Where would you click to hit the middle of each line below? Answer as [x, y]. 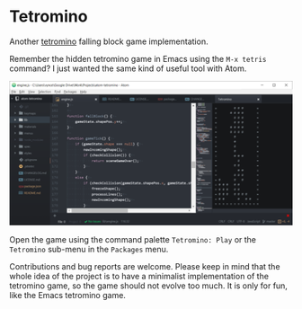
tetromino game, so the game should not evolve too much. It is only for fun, [148, 286]
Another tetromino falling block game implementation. [109, 41]
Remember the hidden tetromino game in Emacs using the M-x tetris [138, 58]
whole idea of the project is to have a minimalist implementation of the [139, 277]
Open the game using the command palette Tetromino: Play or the [133, 240]
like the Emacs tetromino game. [67, 296]
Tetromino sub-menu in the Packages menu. [89, 250]
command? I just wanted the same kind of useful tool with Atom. [128, 68]
